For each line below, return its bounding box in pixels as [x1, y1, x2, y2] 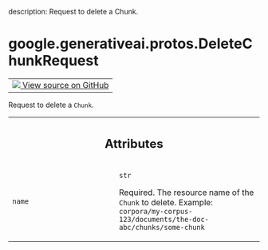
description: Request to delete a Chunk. [8, 7, 139, 16]
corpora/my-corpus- [119, 207, 193, 216]
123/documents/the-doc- [119, 215, 210, 224]
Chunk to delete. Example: [119, 197, 214, 208]
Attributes [104, 136, 164, 151]
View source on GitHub [22, 79, 109, 90]
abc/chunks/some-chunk [119, 223, 205, 232]
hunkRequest [8, 52, 99, 70]
